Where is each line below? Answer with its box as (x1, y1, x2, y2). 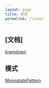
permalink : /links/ (5, 16, 45, 21)
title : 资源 (5, 12, 28, 17)
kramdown (5, 49, 27, 55)
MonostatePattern (5, 78, 41, 83)
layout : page (5, 7, 32, 12)
